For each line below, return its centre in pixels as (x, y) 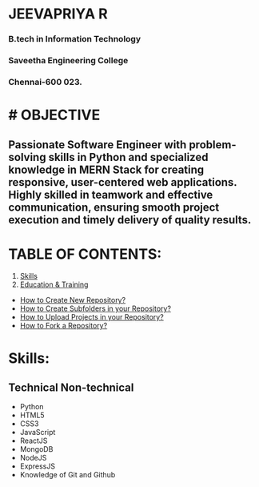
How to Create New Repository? (73, 300)
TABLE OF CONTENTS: (85, 254)
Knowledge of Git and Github (68, 475)
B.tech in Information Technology (75, 39)
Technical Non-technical (71, 388)
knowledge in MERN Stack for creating (106, 169)
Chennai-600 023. (45, 82)
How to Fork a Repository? (64, 326)
